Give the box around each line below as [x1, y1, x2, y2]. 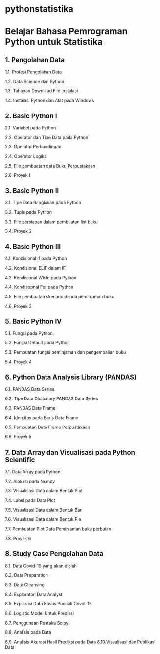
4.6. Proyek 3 [5, 303, 32, 309]
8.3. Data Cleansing [5, 581, 45, 588]
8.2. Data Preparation [5, 572, 48, 578]
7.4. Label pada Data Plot [5, 497, 55, 503]
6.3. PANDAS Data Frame [5, 405, 56, 411]
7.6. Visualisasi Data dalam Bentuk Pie [5, 516, 82, 522]
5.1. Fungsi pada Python [5, 330, 53, 336]
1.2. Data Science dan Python [5, 79, 65, 85]
